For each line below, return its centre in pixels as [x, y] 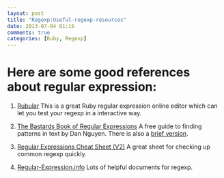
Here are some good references [99, 73]
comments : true [29, 32]
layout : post [26, 13]
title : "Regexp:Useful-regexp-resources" [67, 20]
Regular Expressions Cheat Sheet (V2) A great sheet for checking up [113, 147]
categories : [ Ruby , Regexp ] [47, 39]
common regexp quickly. [52, 154]
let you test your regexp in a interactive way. [79, 113]
